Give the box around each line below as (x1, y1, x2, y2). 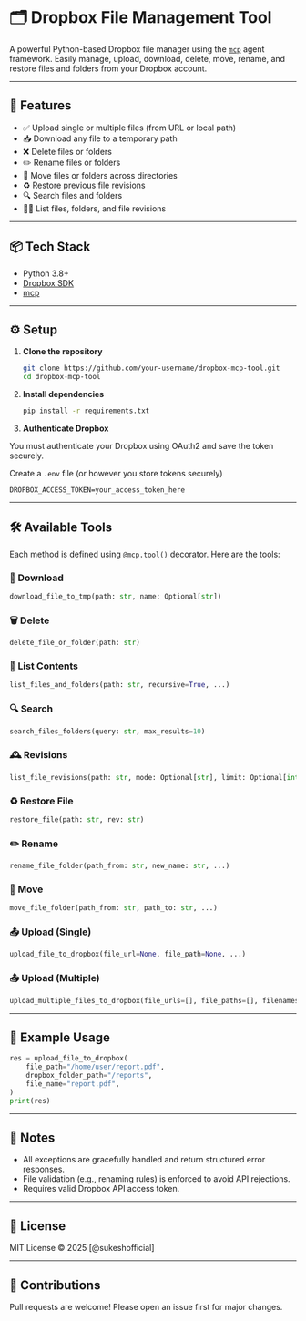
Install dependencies (22, 389, 105, 400)
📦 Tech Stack (9, 239, 91, 255)
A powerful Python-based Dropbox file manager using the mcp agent (9, 43, 265, 55)
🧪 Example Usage (9, 1029, 111, 1045)
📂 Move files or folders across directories (22, 169, 178, 180)
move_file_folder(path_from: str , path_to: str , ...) (9, 904, 219, 913)
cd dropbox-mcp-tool (22, 373, 101, 382)
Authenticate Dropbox (22, 423, 109, 434)
